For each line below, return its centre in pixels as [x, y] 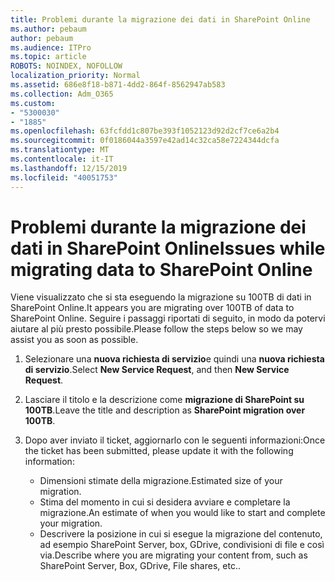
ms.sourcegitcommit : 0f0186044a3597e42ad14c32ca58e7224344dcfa [145, 141]
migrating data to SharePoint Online [161, 269]
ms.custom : [33, 103]
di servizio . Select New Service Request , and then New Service [157, 370]
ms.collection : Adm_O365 [62, 94]
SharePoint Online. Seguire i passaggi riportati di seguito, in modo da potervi [168, 318]
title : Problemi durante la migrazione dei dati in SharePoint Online [160, 19]
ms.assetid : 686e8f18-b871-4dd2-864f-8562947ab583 [118, 85]
